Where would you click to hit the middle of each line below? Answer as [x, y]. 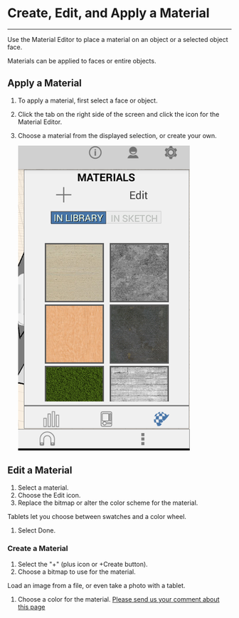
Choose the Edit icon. [49, 495]
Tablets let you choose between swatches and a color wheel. [97, 516]
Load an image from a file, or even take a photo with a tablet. [96, 585]
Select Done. [36, 530]
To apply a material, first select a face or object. [87, 100]
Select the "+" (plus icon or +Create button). [83, 564]
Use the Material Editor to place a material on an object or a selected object [118, 39]
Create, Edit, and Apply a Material [108, 13]
